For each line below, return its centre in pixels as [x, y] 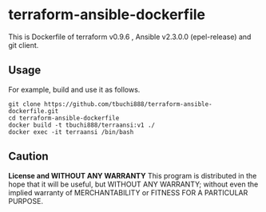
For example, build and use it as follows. [74, 89]
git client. [24, 45]
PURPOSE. [26, 201]
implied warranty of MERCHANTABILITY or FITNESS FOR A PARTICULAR [128, 192]
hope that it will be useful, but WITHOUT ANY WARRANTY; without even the [133, 184]
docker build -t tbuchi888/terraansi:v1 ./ [82, 125]
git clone [25, 104]
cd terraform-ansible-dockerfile [64, 118]
